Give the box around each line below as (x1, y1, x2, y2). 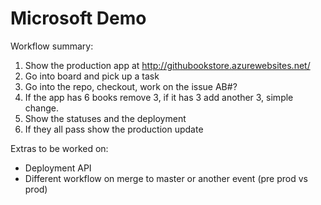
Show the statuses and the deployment (24, 112, 187, 124)
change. (24, 102, 59, 114)
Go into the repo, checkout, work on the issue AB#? (24, 80, 238, 92)
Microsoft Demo (10, 7, 147, 30)
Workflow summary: (10, 40, 94, 52)
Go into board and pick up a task (24, 70, 160, 82)
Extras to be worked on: (10, 142, 109, 154)
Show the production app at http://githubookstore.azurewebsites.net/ (24, 59, 311, 71)
